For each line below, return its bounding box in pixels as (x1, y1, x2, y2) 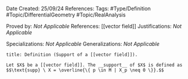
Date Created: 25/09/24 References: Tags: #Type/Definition (6, 5, 151, 12)
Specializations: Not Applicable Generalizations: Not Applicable (6, 41, 160, 47)
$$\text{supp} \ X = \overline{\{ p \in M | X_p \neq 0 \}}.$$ (6, 67, 164, 73)
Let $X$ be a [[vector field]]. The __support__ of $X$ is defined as (6, 62, 183, 68)
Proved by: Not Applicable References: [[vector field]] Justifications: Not (6, 23, 182, 29)
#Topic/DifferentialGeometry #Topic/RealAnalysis (6, 11, 126, 18)
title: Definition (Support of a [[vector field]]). (6, 52, 138, 58)
